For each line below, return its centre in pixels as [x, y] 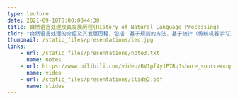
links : [17, 46]
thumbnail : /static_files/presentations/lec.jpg [80, 40]
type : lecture [28, 14]
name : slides [45, 86]
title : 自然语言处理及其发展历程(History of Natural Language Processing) [114, 27]
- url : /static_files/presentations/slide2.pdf [91, 79]
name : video [44, 73]
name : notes [44, 60]
